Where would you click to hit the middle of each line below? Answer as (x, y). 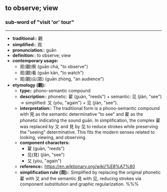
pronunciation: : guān (34, 50)
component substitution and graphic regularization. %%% (79, 184)
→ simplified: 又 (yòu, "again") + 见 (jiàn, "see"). (69, 102)
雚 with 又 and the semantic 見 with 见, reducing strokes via (81, 178)
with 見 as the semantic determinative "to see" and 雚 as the (81, 114)
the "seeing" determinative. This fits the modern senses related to (87, 132)
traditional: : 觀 (27, 38)
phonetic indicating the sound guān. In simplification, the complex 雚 (90, 120)
